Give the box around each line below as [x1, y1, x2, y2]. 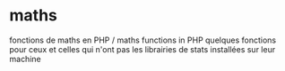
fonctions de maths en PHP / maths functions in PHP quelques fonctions [9, 35, 276, 45]
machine [9, 53, 42, 64]
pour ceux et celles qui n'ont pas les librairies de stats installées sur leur [9, 43, 276, 54]
